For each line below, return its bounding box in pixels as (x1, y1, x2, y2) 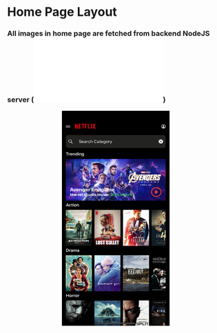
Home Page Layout (7, 4, 117, 20)
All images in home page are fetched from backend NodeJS (7, 29, 210, 39)
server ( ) (7, 95, 166, 105)
